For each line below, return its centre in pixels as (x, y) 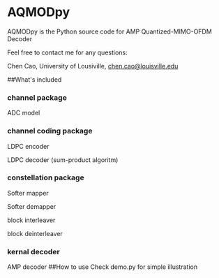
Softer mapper (28, 193)
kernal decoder (34, 251)
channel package (37, 97)
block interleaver (31, 220)
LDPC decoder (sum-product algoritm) (63, 160)
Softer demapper (32, 206)
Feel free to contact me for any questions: (67, 52)
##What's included (35, 79)
